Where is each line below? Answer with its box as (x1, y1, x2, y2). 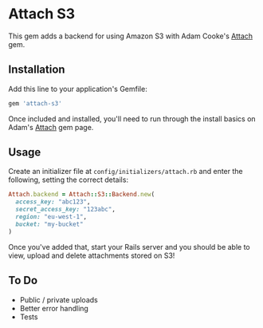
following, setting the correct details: (8, 175, 129, 184)
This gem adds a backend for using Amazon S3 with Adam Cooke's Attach (8, 31, 253, 41)
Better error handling (19, 303, 89, 313)
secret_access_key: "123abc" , (15, 205, 116, 214)
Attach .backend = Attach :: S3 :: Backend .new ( (8, 191, 155, 199)
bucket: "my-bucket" (15, 220, 84, 228)
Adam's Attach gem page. (8, 122, 94, 132)
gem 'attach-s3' (8, 99, 62, 108)
